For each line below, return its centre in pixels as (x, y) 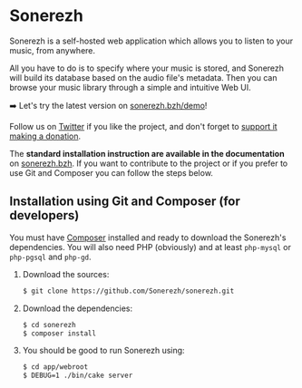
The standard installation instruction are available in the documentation (147, 153)
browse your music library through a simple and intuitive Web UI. (130, 87)
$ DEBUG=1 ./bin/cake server (78, 376)
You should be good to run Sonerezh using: (103, 351)
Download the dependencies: (78, 308)
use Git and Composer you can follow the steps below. (111, 172)
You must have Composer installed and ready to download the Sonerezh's (148, 238)
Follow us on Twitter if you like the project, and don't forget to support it (144, 126)
